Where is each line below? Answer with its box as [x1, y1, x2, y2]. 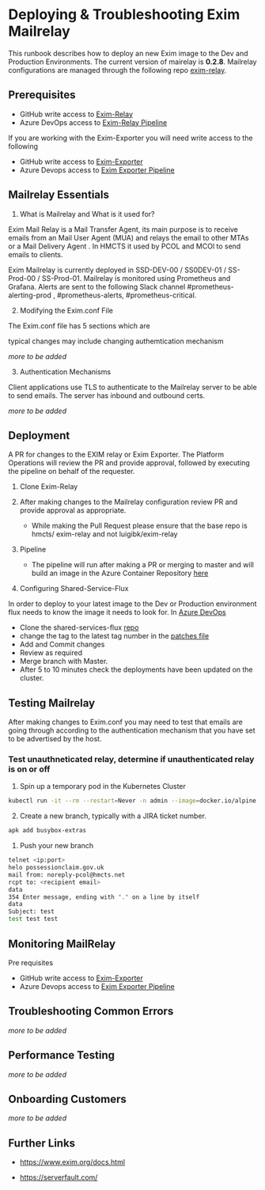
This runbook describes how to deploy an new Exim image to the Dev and [8, 48, 248, 58]
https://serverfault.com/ [19, 1173, 98, 1182]
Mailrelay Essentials [8, 188, 109, 202]
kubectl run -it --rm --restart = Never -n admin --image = [8, 797, 200, 805]
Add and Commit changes [19, 639, 105, 650]
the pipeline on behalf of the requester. [8, 467, 135, 476]
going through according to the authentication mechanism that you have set [8, 726, 256, 735]
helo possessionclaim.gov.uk [8, 864, 104, 872]
